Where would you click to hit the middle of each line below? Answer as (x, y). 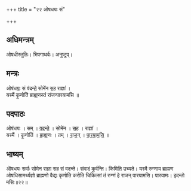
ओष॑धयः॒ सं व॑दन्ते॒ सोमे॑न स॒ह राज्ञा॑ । (38, 88)
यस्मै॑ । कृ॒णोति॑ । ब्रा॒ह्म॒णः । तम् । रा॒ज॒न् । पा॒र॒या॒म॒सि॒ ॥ (58, 135)
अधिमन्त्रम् (20, 40)
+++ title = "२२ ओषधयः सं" (36, 9)
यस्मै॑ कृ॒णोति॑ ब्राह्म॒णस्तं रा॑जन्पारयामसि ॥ (43, 95)
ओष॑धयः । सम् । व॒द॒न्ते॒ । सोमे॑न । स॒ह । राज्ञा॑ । (52, 128)
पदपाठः (16, 114)
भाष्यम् (15, 154)
